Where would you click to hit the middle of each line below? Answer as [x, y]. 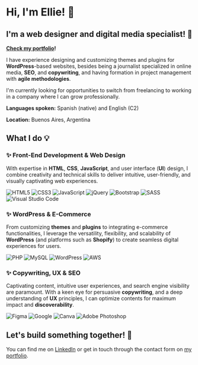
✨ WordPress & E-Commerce [49, 214]
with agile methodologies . [39, 79]
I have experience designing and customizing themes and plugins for [90, 60]
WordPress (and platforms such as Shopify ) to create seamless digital [92, 240]
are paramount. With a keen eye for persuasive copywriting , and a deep [94, 292]
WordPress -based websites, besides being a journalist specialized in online [99, 66]
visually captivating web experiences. [52, 181]
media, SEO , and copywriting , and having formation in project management [99, 73]
